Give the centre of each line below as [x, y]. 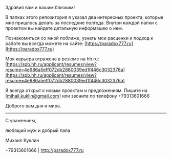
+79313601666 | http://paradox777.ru [45, 150]
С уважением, [21, 120]
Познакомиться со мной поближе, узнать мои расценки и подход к [79, 38]
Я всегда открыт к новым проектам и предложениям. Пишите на [76, 91]
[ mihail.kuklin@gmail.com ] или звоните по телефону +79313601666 [78, 96]
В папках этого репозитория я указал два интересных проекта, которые [84, 17]
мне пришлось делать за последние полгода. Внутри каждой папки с [81, 23]
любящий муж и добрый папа [38, 130]
